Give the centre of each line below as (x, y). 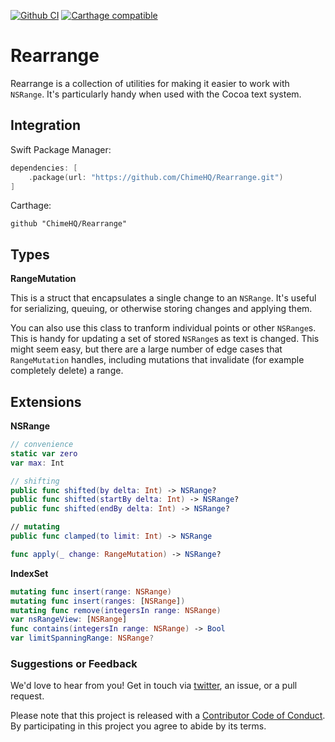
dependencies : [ (44, 168)
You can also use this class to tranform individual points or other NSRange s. (163, 328)
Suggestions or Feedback (74, 663)
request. (27, 696)
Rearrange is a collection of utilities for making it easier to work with (150, 83)
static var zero (44, 453)
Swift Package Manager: (61, 149)
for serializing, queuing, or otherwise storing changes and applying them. (161, 309)
